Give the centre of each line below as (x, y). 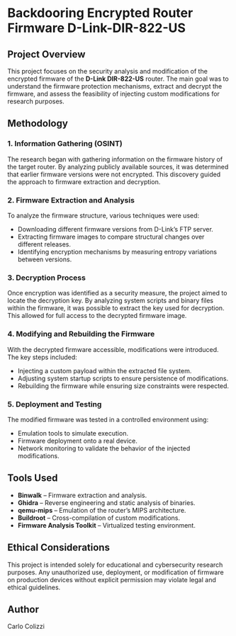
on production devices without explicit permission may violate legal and (112, 579)
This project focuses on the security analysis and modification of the (107, 71)
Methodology (38, 124)
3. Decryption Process (47, 278)
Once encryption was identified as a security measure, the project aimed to (117, 293)
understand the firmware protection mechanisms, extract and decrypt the (115, 86)
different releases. (44, 244)
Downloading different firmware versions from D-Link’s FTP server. (116, 229)
